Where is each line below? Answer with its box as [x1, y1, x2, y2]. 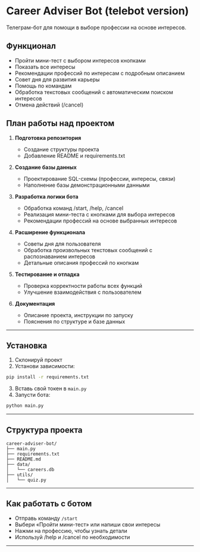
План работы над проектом [6, 118, 115, 128]
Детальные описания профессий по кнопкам [23, 259, 139, 266]
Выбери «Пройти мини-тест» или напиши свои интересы [14, 520, 161, 528]
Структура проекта [6, 425, 83, 435]
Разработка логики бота [14, 193, 79, 200]
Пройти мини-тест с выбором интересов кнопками [14, 57, 146, 64]
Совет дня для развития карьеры [14, 76, 100, 83]
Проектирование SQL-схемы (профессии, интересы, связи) [23, 175, 176, 182]
